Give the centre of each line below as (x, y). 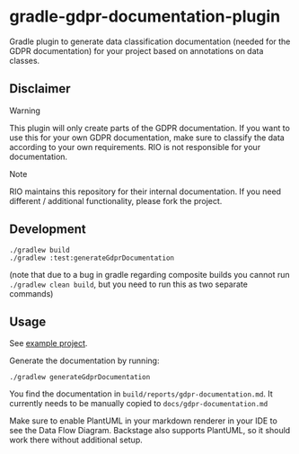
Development (48, 230)
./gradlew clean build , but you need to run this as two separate (129, 284)
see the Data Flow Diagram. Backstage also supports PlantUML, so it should (150, 431)
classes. (25, 60)
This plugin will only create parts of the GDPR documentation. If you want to (149, 128)
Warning (25, 111)
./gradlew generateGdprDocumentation (80, 378)
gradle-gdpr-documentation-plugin (145, 17)
